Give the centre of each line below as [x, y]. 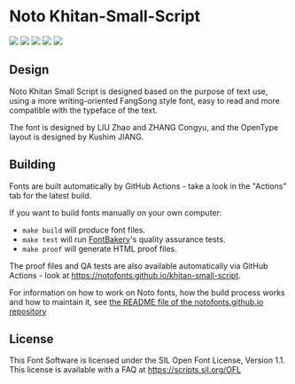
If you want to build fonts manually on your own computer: [116, 212]
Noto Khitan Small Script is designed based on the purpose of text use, [139, 91]
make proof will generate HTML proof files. [99, 248]
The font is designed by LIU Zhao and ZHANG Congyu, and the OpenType [144, 127]
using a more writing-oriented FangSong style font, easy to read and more [145, 100]
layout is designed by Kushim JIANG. [77, 137]
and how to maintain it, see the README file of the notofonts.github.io [136, 302]
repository [28, 311]
